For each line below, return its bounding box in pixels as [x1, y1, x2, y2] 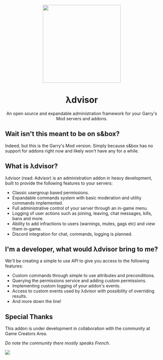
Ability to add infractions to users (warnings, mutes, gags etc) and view [12, 221, 156, 227]
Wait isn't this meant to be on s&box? [5, 130, 120, 138]
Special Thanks [5, 312, 53, 321]
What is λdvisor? [5, 162, 58, 171]
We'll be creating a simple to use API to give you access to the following [5, 258, 149, 264]
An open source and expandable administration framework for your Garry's [6, 110, 157, 116]
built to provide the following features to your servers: [5, 180, 113, 186]
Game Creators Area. [5, 331, 48, 337]
